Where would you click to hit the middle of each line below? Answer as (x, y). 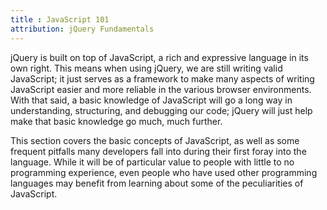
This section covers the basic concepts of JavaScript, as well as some (155, 140)
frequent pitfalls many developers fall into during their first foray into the (158, 151)
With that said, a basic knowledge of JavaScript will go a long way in (151, 100)
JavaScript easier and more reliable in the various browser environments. (161, 89)
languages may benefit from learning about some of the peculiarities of (157, 183)
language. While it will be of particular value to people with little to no (152, 162)
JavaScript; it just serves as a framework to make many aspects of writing (162, 78)
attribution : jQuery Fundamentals (82, 29)
